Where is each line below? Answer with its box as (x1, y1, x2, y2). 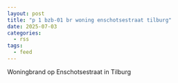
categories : (7, 29, 42, 37)
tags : (7, 42, 23, 49)
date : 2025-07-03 (7, 23, 57, 30)
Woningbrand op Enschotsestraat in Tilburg (7, 67, 132, 76)
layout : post (7, 10, 45, 17)
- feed (13, 49, 33, 56)
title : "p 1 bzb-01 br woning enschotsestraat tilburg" (7, 17, 172, 24)
